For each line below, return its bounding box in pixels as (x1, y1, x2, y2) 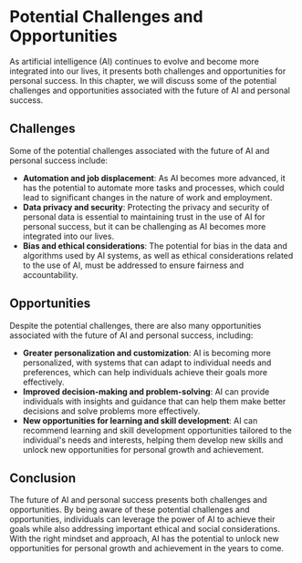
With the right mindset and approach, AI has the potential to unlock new (9, 533, 280, 544)
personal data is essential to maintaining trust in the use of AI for (22, 211, 266, 222)
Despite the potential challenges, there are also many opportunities (9, 320, 262, 331)
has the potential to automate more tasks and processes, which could (22, 182, 285, 193)
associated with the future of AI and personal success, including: (9, 330, 254, 341)
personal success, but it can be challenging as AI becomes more (22, 220, 266, 231)
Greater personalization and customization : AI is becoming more (22, 347, 271, 358)
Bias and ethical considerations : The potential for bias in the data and (22, 240, 287, 251)
